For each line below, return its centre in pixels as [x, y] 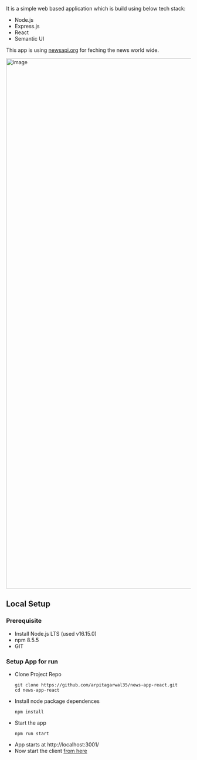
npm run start [32, 733]
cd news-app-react [37, 690]
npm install [29, 712]
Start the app [30, 723]
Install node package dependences [57, 701]
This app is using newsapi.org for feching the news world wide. [83, 50]
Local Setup [28, 604]
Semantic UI [29, 39]
